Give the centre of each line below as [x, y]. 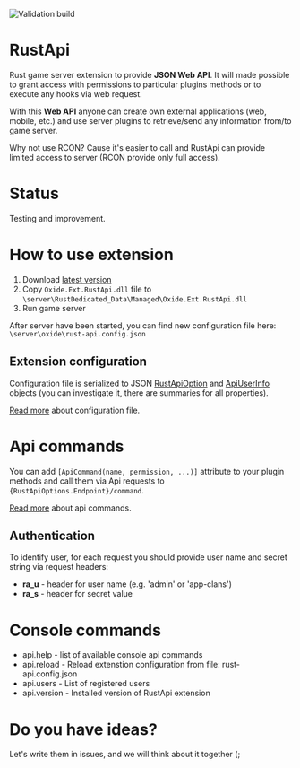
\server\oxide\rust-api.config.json [77, 334]
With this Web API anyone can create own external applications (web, [138, 111]
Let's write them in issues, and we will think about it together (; [125, 755]
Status [34, 194]
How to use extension [92, 255]
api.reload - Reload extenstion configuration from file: [121, 665]
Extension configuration [78, 362]
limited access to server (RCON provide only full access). [115, 157]
